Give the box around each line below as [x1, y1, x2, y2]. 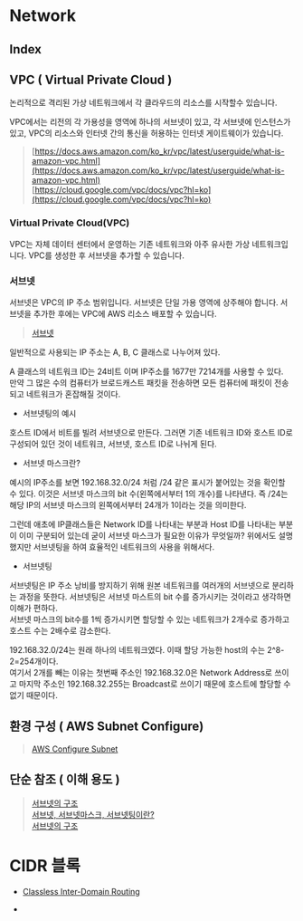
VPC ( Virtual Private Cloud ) [9, 72, 173, 87]
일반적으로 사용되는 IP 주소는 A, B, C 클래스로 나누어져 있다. [9, 346, 221, 358]
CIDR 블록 [9, 855, 81, 876]
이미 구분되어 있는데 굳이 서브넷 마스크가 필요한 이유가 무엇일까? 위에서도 [18, 530, 277, 541]
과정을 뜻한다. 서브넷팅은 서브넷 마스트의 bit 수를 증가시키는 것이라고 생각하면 [18, 590, 291, 602]
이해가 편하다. [9, 602, 59, 613]
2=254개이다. [9, 656, 59, 667]
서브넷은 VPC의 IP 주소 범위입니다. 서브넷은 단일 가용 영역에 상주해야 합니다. [9, 296, 279, 308]
